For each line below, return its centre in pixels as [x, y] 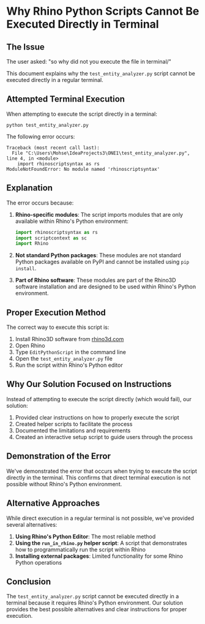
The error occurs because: [40, 203]
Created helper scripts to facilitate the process [74, 424]
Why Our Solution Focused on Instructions [89, 384]
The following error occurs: [41, 137]
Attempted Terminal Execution [66, 99]
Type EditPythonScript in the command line [71, 352]
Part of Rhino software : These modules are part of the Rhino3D [95, 280]
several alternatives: [32, 524]
